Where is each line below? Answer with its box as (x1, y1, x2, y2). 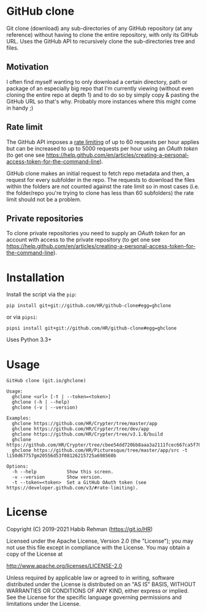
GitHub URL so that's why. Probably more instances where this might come (6, 97, 196, 105)
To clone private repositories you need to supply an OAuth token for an (6, 230, 186, 237)
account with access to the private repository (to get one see (6, 236, 161, 243)
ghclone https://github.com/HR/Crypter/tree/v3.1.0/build (12, 431, 164, 437)
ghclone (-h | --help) (12, 399, 70, 406)
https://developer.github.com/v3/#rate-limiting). (6, 485, 139, 491)
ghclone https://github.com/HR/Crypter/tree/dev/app (12, 426, 150, 433)
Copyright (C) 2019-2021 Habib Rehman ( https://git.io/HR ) (6, 526, 153, 533)
